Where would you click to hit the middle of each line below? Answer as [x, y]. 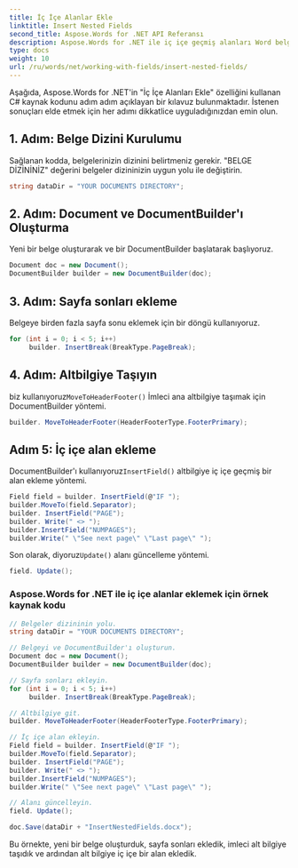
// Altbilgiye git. [45, 713]
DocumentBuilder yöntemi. [58, 406]
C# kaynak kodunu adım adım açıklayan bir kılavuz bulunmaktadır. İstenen [144, 101]
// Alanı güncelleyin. [51, 803]
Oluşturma [39, 227]
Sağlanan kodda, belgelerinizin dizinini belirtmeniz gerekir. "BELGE [131, 160]
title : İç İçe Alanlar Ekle [61, 17]
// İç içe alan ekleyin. [55, 737]
